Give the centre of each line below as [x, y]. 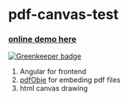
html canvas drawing [54, 88]
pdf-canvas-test [64, 15]
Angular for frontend [53, 72]
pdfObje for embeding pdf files [70, 80]
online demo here [42, 39]
